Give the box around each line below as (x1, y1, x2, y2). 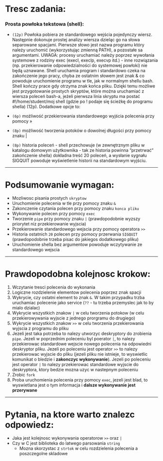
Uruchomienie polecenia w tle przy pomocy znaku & (12, 200, 116, 207)
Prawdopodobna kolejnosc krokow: (5, 268, 150, 279)
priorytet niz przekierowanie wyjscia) (12, 221, 86, 227)
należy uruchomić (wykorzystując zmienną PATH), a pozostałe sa (12, 47, 143, 53)
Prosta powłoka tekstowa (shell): (5, 21, 84, 28)
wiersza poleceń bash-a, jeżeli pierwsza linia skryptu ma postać (12, 94, 141, 99)
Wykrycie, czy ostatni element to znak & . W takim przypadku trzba (12, 295, 145, 301)
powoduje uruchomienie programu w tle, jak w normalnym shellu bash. (12, 78, 154, 84)
